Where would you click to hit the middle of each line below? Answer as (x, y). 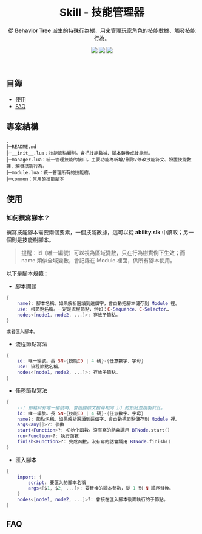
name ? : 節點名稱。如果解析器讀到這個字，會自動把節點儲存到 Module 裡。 (99, 419)
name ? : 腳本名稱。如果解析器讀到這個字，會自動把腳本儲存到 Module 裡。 (99, 304)
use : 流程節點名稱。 (40, 367)
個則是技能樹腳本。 (30, 240)
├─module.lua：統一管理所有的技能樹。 (50, 172)
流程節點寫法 (31, 344)
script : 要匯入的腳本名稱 (57, 483)
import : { (30, 477)
